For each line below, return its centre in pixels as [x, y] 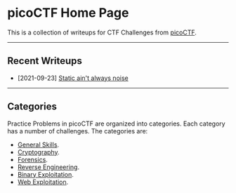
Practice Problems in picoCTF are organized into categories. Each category [117, 124]
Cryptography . [38, 152]
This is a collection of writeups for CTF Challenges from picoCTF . [102, 32]
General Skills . [38, 145]
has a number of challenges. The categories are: [78, 131]
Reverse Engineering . [48, 167]
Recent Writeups [45, 61]
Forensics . [32, 159]
